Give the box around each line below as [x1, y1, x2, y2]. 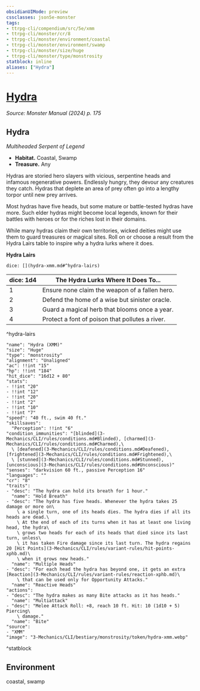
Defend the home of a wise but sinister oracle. [42, 296, 171, 304]
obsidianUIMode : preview [6, 8, 68, 15]
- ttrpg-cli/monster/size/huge [6, 48, 84, 54]
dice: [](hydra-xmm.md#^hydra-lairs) [6, 263, 100, 269]
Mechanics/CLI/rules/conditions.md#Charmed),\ [6, 441, 124, 448]
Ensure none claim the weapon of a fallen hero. [42, 286, 174, 294]
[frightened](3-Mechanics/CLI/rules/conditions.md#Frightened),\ [6, 452, 172, 458]
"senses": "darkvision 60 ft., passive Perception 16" [6, 467, 146, 473]
